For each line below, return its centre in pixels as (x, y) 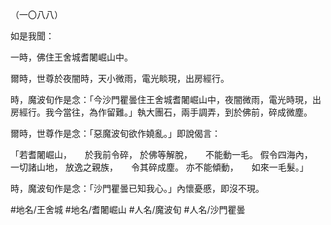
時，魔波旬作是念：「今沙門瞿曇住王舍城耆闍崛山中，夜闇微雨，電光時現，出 (166, 99)
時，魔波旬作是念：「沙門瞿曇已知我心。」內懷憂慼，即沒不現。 (137, 188)
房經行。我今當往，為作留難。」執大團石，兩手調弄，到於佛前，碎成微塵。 (161, 112)
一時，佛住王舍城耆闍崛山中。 (71, 57)
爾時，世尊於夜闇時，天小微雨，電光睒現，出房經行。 (120, 78)
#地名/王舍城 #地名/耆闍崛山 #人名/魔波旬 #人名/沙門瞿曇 (128, 209)
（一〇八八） (36, 14)
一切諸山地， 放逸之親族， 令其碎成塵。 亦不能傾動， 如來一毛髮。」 (159, 167)
